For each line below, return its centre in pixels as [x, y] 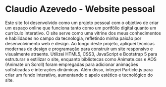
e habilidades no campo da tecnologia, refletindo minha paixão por [73, 38]
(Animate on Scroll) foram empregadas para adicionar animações [72, 64]
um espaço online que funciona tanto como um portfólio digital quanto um [81, 28]
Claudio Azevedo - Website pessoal [80, 9]
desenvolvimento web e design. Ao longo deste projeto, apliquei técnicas [80, 43]
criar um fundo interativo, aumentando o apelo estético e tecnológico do [79, 75]
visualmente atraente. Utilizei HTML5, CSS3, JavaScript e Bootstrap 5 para [81, 54]
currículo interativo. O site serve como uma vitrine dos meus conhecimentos [83, 33]
